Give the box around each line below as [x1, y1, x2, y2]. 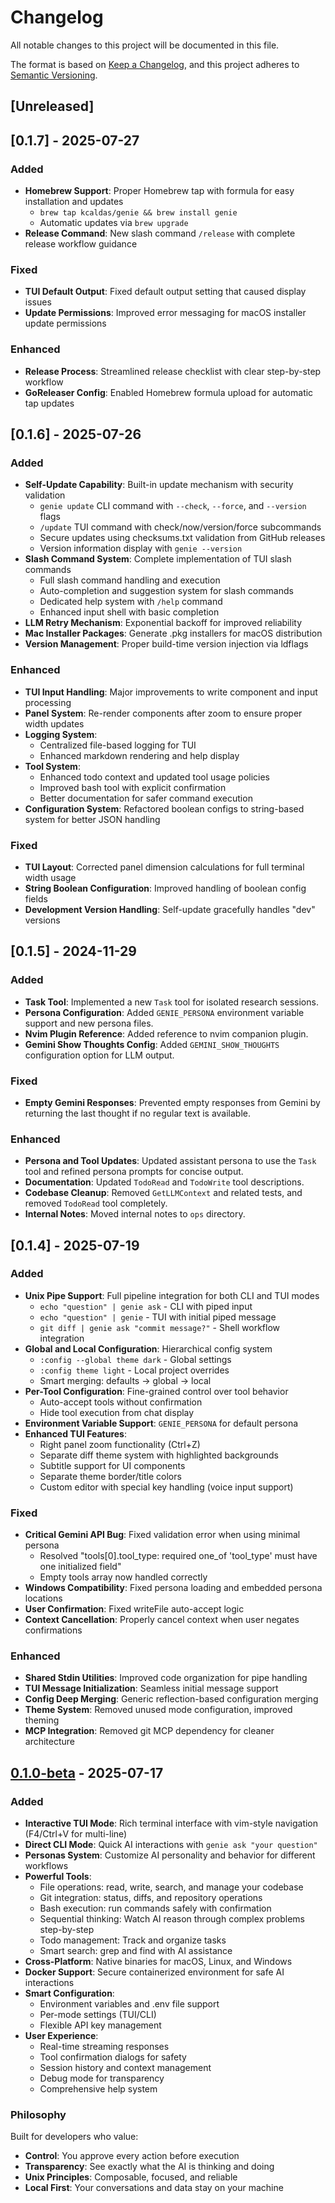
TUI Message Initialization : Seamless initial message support [24, 1682, 279, 1695]
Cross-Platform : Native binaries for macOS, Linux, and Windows [24, 1956, 293, 1968]
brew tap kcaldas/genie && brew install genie [39, 208, 238, 218]
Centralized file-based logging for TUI [39, 739, 197, 751]
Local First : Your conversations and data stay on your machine [24, 2182, 284, 2194]
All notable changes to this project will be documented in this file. [10, 39, 280, 51]
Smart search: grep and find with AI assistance [39, 1945, 233, 1957]
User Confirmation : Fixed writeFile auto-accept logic [24, 1603, 245, 1615]
